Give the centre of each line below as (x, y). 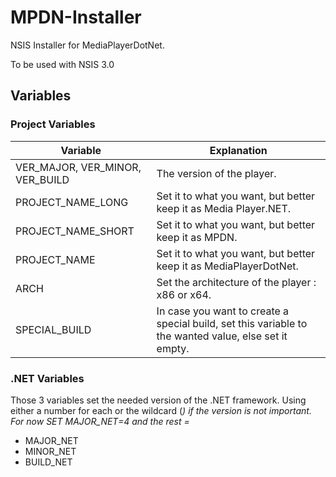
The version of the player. (216, 173)
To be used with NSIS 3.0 (62, 64)
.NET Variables (47, 378)
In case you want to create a (223, 311)
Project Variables (53, 124)
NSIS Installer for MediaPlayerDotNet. (87, 45)
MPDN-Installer (76, 17)
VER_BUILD (42, 179)
